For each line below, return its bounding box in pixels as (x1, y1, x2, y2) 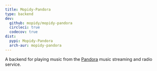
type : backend (5, 12, 34, 16)
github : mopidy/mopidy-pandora (9, 20, 73, 26)
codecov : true (9, 29, 38, 34)
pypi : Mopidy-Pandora (9, 39, 53, 43)
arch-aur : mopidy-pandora (9, 43, 62, 48)
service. (5, 61, 21, 67)
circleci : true (9, 25, 40, 30)
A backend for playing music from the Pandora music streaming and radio (5, 56, 153, 62)
